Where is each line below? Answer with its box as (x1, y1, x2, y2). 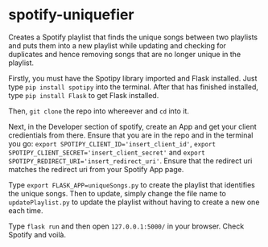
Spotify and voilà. (8, 229, 67, 239)
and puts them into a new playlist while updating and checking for (8, 40, 227, 50)
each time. (8, 205, 43, 215)
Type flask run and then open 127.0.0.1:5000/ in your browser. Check (8, 221, 245, 231)
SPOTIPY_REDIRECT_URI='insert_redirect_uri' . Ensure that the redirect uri (8, 155, 253, 166)
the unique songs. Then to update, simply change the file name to (8, 188, 227, 198)
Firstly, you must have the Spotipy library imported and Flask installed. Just (8, 73, 258, 83)
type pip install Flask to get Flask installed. (8, 90, 159, 100)
